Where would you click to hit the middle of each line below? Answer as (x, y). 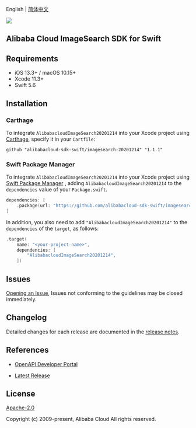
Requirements (32, 59)
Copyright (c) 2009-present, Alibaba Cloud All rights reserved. (81, 419)
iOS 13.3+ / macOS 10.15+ (45, 73)
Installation (27, 104)
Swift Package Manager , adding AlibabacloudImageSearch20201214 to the (94, 183)
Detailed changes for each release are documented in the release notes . (93, 332)
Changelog (27, 318)
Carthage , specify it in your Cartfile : (50, 139)
